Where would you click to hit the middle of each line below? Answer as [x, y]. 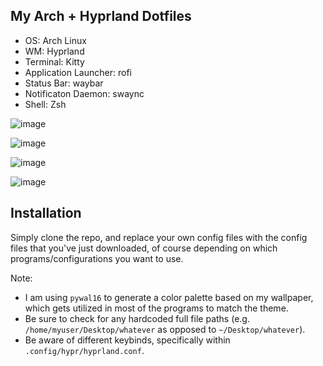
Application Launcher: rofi [78, 72]
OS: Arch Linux [55, 40]
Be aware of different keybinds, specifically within [127, 340]
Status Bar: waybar [64, 83]
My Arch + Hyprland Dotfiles [101, 16]
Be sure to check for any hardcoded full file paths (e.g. [137, 318]
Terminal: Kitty [54, 61]
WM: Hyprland [54, 51]
